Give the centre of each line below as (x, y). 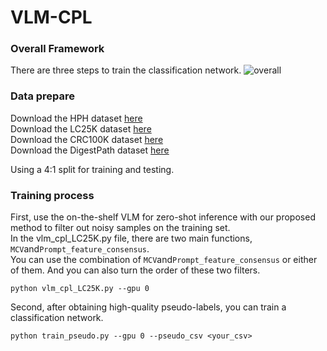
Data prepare (43, 96)
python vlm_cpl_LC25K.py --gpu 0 (80, 289)
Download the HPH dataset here (76, 118)
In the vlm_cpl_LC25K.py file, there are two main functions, (131, 238)
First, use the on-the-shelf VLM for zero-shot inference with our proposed (163, 217)
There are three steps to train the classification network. (126, 70)
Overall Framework (57, 49)
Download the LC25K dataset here (81, 128)
